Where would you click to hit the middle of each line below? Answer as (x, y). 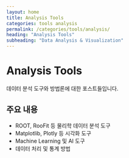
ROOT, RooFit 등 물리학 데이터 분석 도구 (63, 126)
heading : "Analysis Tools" (40, 35)
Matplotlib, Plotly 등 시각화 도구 (53, 133)
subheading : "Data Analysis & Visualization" (65, 40)
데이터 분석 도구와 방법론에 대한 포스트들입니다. (62, 88)
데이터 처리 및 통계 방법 (43, 148)
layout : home (23, 12)
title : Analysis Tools (35, 18)
